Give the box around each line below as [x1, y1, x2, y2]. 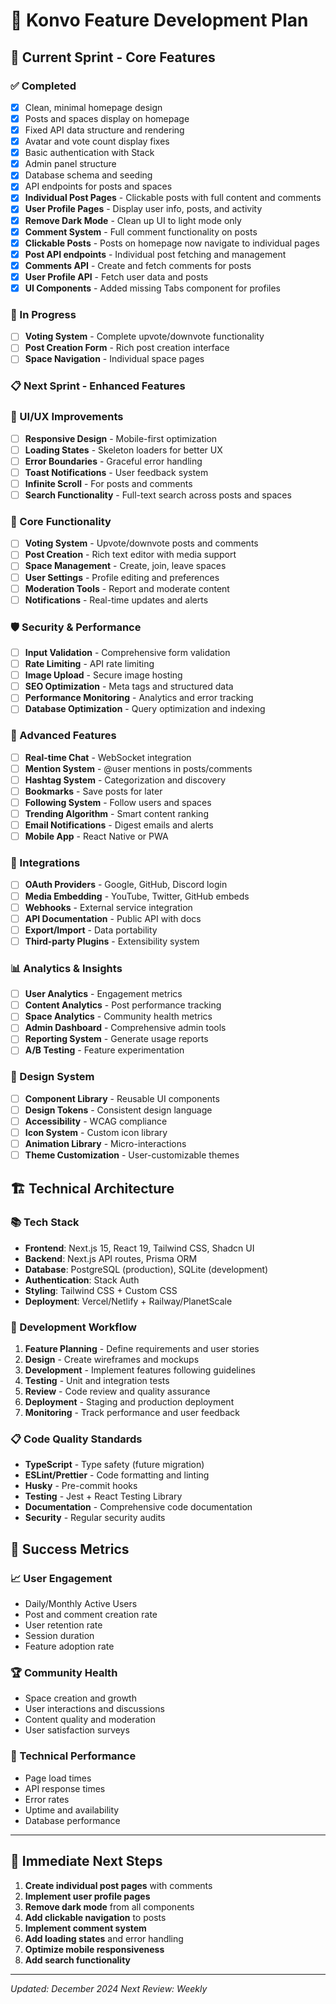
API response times [24, 1782, 106, 1794]
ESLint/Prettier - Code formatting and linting [24, 1469, 210, 1481]
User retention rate [24, 1619, 103, 1631]
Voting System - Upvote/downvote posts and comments [24, 537, 259, 549]
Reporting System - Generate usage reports [24, 1033, 209, 1045]
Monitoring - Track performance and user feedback [24, 1407, 240, 1419]
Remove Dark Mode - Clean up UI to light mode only [24, 214, 242, 226]
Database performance [24, 1814, 121, 1826]
